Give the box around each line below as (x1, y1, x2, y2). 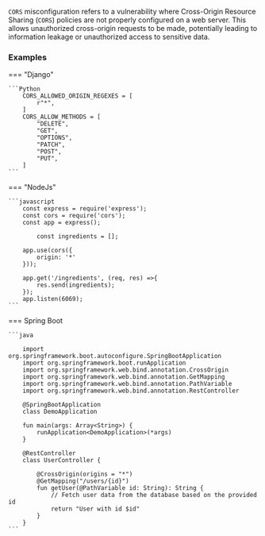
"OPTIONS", (36, 134, 73, 142)
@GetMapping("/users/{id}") (36, 477, 129, 485)
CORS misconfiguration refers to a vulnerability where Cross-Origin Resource (8, 7, 256, 16)
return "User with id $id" (50, 505, 140, 513)
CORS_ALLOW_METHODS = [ (22, 113, 102, 121)
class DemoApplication (22, 408, 98, 416)
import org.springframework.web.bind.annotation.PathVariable (22, 380, 232, 388)
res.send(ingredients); (36, 281, 115, 289)
